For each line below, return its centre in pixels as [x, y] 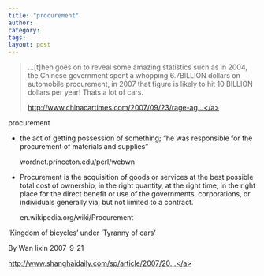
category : [24, 30]
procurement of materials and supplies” [84, 147]
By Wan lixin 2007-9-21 [46, 248]
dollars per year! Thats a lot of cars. [86, 92]
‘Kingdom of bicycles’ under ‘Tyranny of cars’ [82, 233]
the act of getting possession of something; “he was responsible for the [136, 138]
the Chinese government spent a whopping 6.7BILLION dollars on [134, 76]
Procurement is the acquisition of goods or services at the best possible [136, 177]
